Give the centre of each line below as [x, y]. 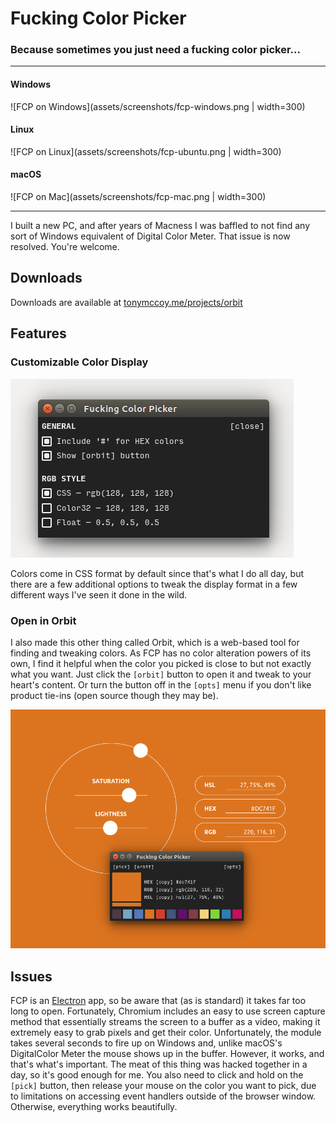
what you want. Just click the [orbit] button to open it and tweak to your [161, 674]
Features [38, 333]
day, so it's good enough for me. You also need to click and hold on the [157, 1075]
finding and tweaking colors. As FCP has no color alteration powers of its [161, 653]
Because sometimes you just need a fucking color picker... [155, 50]
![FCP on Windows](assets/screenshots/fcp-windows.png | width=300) [158, 106]
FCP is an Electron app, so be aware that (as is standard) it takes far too [158, 1001]
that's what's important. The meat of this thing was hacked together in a [159, 1064]
